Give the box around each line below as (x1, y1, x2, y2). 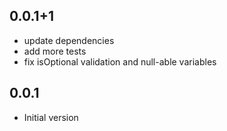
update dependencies (23, 34, 115, 46)
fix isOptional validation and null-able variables (23, 55, 217, 68)
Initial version (23, 111, 79, 123)
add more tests (23, 45, 87, 57)
